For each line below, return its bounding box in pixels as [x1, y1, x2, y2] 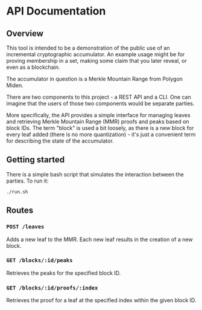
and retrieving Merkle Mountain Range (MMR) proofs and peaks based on [6, 118, 189, 125]
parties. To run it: [6, 177, 49, 184]
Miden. [6, 82, 24, 89]
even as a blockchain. [6, 63, 60, 71]
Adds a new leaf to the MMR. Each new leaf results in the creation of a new [6, 236, 193, 243]
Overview [6, 28, 44, 39]
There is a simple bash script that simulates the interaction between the [6, 170, 184, 178]
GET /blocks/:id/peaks [6, 257, 73, 264]
